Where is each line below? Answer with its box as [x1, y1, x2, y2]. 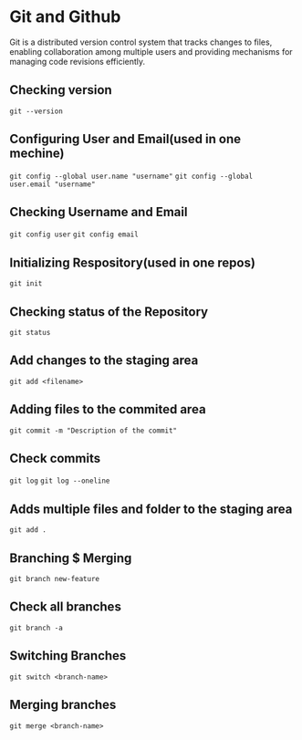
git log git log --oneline [9, 476, 110, 485]
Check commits [9, 451, 101, 466]
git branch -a [9, 623, 64, 632]
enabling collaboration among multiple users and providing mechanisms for [9, 46, 294, 57]
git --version [9, 107, 64, 116]
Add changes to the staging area [9, 353, 199, 369]
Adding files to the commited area [9, 401, 207, 417]
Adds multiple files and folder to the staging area [9, 501, 293, 516]
